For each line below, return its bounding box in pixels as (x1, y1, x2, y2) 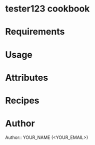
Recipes (5, 95, 39, 106)
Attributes (5, 72, 48, 83)
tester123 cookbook (5, 3, 90, 15)
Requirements (5, 26, 65, 38)
